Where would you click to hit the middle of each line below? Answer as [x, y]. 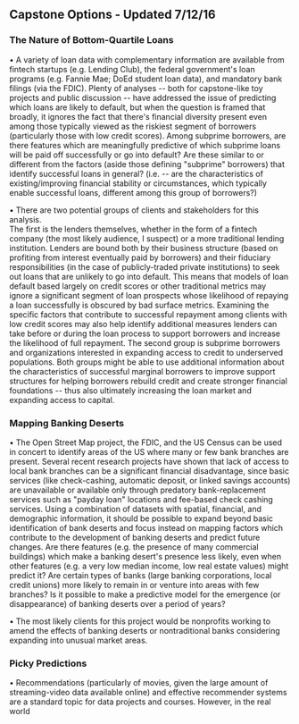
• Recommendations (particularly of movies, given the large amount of [139, 683]
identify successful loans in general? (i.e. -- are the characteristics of [136, 173]
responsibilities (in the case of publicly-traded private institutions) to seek [145, 266]
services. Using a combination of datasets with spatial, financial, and [135, 509]
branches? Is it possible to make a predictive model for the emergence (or [145, 594]
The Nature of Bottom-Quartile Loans [91, 40]
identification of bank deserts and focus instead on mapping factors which [146, 527]
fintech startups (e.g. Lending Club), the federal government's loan [133, 69]
